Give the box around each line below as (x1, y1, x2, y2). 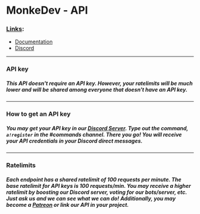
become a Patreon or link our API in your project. (6, 201, 129, 208)
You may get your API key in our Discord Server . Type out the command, (6, 124, 189, 131)
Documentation (14, 38, 53, 45)
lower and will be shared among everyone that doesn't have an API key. (6, 86, 187, 93)
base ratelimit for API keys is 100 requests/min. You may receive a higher (6, 182, 192, 189)
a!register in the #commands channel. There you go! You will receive (6, 131, 182, 138)
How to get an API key (6, 110, 71, 118)
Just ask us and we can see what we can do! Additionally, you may (6, 194, 176, 202)
